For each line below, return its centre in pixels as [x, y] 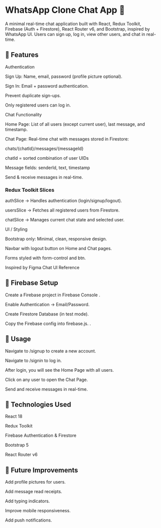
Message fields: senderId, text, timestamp [48, 168]
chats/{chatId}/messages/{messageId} [44, 148]
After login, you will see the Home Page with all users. [59, 370]
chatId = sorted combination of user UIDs [47, 158]
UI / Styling [16, 229]
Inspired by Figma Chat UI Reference [42, 268]
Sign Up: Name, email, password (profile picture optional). [64, 76]
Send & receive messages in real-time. [44, 177]
